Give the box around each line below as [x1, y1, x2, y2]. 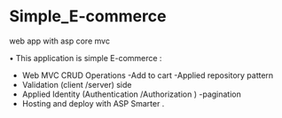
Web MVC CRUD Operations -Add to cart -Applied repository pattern [21, 69, 274, 81]
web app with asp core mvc [9, 35, 111, 46]
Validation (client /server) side [21, 79, 132, 90]
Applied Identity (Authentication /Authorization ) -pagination [21, 89, 241, 99]
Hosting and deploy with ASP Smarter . [21, 98, 165, 108]
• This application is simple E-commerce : [9, 52, 162, 63]
